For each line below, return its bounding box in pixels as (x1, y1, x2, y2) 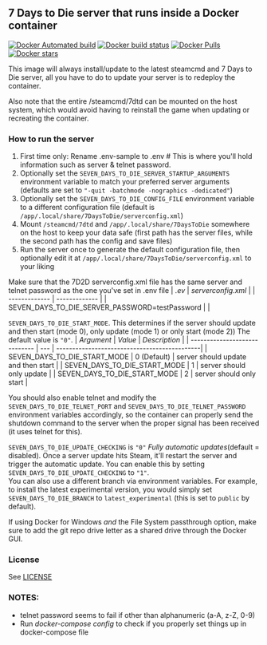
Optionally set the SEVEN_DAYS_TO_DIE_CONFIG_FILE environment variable (19, 194, 255, 204)
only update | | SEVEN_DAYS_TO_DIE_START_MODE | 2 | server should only (8, 369, 257, 378)
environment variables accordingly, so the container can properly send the (8, 410, 253, 420)
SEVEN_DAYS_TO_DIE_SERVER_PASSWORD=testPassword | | (8, 303, 210, 312)
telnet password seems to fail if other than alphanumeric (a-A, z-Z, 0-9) (19, 610, 256, 619)
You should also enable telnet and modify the (8, 393, 157, 402)
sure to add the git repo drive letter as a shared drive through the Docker (8, 526, 247, 536)
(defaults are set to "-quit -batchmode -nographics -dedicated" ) (19, 185, 234, 195)
